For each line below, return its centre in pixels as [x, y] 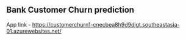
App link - [19, 24]
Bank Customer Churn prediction [70, 10]
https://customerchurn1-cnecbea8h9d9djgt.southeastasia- [106, 24]
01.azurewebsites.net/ [34, 31]
